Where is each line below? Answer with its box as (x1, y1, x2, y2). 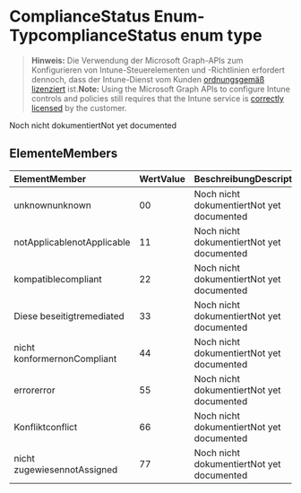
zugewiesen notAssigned (13, 463, 118, 476)
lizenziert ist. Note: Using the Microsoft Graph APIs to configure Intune (30, 83, 291, 94)
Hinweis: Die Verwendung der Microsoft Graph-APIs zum (30, 55, 244, 65)
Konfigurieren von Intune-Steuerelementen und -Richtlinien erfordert (30, 65, 285, 75)
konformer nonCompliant (13, 352, 117, 365)
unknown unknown (13, 199, 91, 212)
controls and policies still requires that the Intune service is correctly (30, 92, 285, 104)
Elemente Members (9, 146, 118, 161)
